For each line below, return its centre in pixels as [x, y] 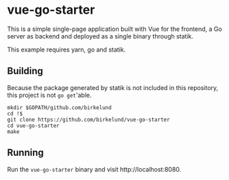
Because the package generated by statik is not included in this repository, [113, 87]
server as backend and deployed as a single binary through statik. [100, 36]
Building [25, 71]
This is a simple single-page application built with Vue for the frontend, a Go [115, 29]
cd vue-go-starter [33, 126]
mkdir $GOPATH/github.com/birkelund [59, 108]
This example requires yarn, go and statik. [67, 49]
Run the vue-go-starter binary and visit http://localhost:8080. [94, 169]
